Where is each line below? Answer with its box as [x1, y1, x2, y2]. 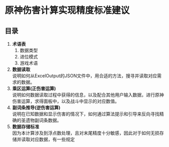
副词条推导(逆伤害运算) [12, 105, 61, 110]
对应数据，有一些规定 [30, 136, 75, 142]
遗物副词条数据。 [25, 117, 62, 123]
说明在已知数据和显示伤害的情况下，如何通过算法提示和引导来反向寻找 [12, 111, 160, 117]
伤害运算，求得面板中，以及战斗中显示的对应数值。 [12, 98, 120, 104]
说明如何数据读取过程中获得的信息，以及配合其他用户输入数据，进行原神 [12, 92, 164, 98]
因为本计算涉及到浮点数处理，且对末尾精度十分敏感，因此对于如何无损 [12, 130, 160, 136]
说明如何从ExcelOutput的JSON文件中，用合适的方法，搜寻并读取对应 [12, 73, 157, 79]
